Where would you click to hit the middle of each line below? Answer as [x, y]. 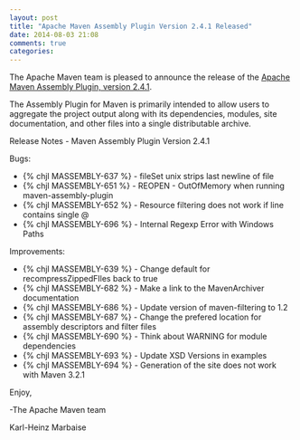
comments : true [38, 43]
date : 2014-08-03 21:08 [54, 34]
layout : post [34, 18]
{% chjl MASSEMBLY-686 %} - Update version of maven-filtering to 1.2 [155, 308]
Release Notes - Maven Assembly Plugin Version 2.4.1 [110, 141]
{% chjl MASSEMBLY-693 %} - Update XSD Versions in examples [145, 356]
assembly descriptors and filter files [89, 327]
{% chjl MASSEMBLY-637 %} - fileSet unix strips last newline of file [148, 177]
